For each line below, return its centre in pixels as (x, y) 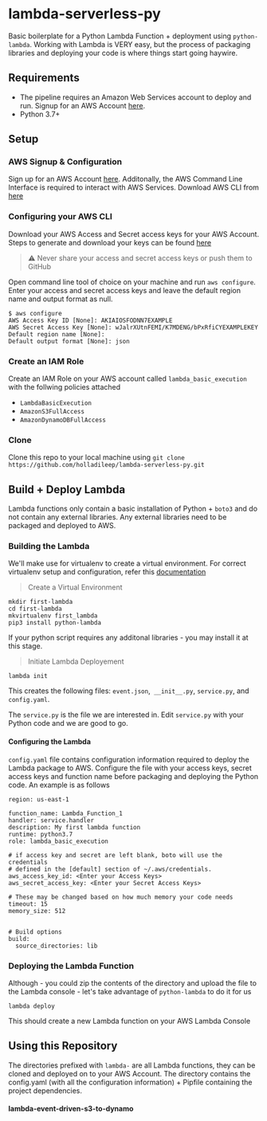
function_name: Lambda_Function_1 (66, 813)
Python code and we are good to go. (69, 723)
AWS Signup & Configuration (65, 162)
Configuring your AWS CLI (61, 217)
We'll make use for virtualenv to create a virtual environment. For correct (128, 563)
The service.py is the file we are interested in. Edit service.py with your (126, 715)
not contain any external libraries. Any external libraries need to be (118, 517)
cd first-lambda (35, 609)
